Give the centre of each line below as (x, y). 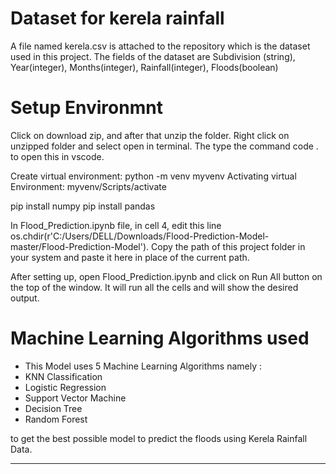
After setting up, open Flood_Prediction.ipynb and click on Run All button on (166, 276)
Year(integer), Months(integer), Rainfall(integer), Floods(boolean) (144, 67)
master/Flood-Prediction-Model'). (80, 246)
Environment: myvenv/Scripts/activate (88, 186)
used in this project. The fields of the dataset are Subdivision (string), (153, 56)
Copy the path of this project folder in (228, 246)
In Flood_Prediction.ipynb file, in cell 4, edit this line (116, 225)
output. (25, 298)
